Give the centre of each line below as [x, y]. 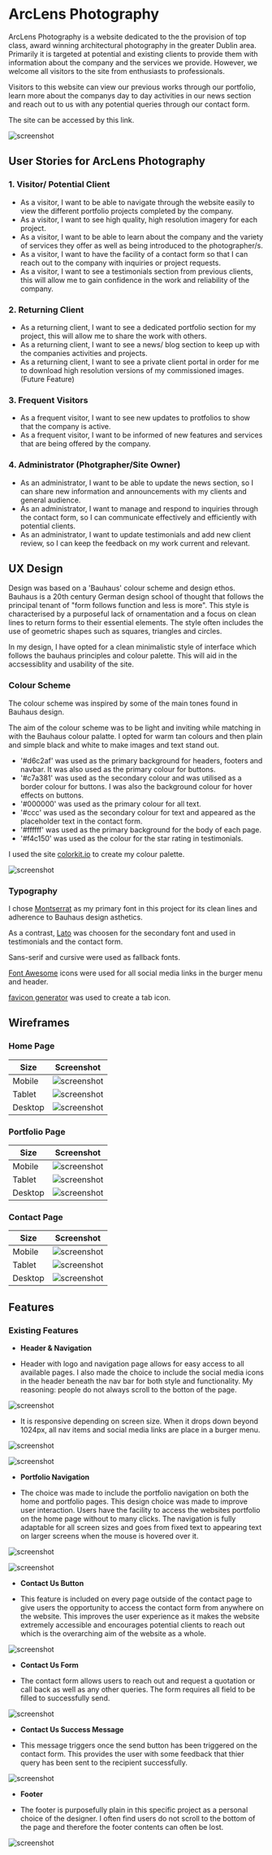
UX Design [36, 569]
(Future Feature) [47, 379]
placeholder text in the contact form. [81, 821]
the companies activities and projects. [84, 353]
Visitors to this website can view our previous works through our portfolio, [132, 87]
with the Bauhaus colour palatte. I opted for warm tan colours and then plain [136, 736]
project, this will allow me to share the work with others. [113, 336]
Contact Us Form [49, 1665]
